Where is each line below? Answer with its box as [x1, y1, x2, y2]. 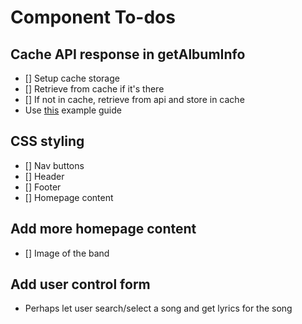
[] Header [24, 170, 65, 182]
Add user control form [10, 276, 151, 293]
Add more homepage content [10, 221, 197, 238]
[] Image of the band [24, 247, 110, 259]
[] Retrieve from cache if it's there [24, 83, 165, 95]
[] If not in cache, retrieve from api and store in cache [24, 94, 245, 105]
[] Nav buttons [24, 159, 85, 171]
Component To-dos [10, 6, 176, 29]
